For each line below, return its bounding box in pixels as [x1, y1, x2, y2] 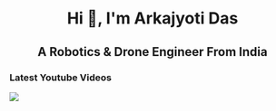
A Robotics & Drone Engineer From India [37, 44, 268, 60]
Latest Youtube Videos [9, 71, 112, 84]
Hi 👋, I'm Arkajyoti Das [66, 8, 239, 29]
